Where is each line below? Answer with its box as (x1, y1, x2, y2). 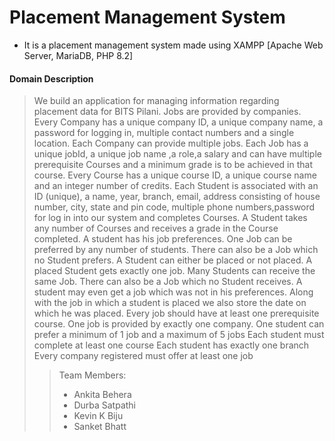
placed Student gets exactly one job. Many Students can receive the (33, 265, 316, 277)
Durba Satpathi (73, 399, 137, 411)
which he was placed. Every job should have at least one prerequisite (33, 307, 320, 320)
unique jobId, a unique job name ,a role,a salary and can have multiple (33, 148, 322, 160)
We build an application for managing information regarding (33, 95, 280, 107)
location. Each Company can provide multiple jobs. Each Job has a (33, 137, 309, 150)
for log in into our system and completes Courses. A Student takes (33, 212, 308, 224)
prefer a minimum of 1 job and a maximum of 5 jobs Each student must (33, 329, 325, 341)
